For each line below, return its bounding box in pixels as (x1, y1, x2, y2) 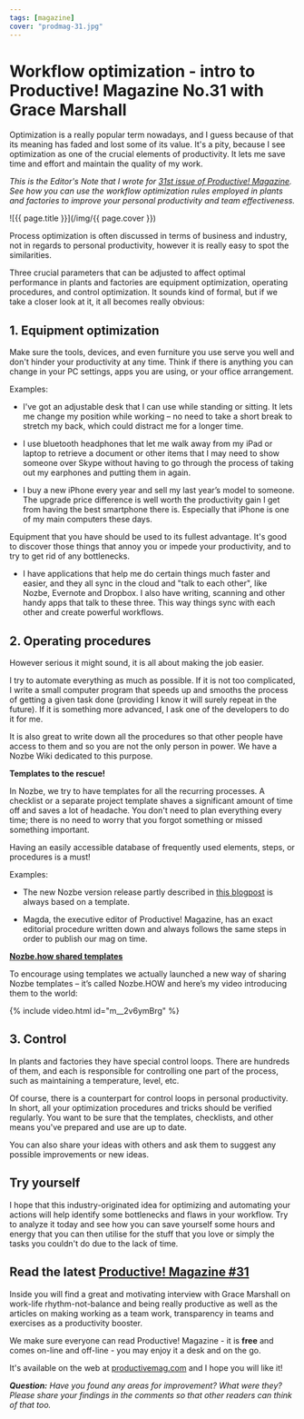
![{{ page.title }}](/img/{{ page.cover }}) (9, 213, 157, 223)
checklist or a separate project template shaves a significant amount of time (9, 796, 293, 807)
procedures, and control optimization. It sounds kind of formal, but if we (9, 287, 279, 298)
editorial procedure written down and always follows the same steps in (22, 924, 288, 935)
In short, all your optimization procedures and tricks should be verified (9, 1102, 272, 1113)
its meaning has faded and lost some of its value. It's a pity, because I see (9, 139, 286, 150)
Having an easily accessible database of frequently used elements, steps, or (9, 842, 295, 853)
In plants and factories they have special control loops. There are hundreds (9, 1056, 290, 1067)
